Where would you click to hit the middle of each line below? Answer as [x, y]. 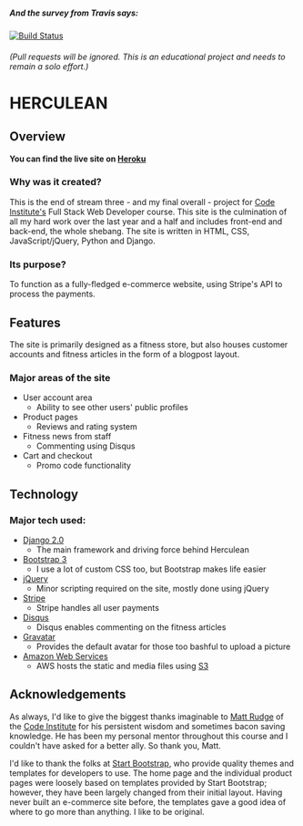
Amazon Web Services [65, 656]
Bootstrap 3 [45, 559]
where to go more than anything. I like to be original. [107, 811]
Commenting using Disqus [86, 446]
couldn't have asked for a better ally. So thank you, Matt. [115, 745]
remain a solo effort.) [49, 66]
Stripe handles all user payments [97, 607]
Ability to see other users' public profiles [112, 408]
